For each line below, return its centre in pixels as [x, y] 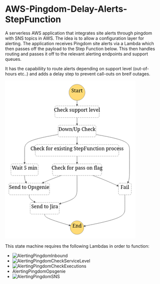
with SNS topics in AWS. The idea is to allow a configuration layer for [75, 38]
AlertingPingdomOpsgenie [39, 271]
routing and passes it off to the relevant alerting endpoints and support [77, 54]
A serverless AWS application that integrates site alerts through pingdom [79, 33]
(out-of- [141, 68]
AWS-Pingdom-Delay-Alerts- [66, 9]
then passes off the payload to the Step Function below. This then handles [80, 49]
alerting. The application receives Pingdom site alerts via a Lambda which [80, 43]
